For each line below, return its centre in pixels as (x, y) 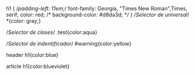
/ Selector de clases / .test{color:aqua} (52, 32)
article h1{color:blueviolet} (38, 66)
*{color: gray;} (24, 21)
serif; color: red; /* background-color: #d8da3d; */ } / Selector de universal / (98, 15)
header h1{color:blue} (32, 55)
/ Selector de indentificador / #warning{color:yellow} (69, 44)
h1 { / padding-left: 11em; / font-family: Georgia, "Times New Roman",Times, (97, 8)
